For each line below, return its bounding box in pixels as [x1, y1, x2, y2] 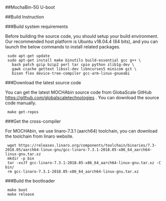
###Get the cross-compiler [5, 118, 61, 124]
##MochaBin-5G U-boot [5, 4, 55, 10]
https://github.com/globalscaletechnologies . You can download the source [5, 95, 160, 100]
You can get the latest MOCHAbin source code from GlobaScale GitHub [5, 89, 152, 95]
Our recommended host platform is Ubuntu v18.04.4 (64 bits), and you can [5, 38, 158, 44]
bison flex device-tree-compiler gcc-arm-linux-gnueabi [11, 71, 130, 76]
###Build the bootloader [5, 178, 56, 184]
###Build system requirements [5, 23, 68, 29]
